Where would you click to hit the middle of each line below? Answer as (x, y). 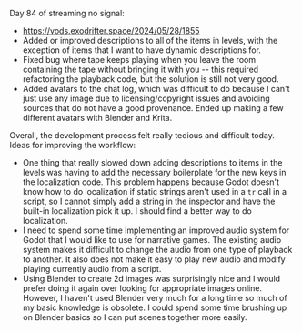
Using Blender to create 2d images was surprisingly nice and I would (151, 278)
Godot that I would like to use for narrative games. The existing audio (152, 240)
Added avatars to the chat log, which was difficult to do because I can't (156, 89)
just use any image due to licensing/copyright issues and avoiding (146, 98)
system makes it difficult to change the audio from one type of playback (157, 250)
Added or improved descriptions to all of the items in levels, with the (150, 40)
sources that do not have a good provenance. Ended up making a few (153, 108)
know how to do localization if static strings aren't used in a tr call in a (155, 191)
